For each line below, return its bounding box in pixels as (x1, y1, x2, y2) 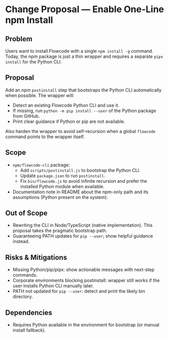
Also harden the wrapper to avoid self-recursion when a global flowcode (5, 128, 156, 134)
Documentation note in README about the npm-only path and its (12, 189, 149, 195)
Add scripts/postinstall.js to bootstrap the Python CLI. (20, 167, 141, 173)
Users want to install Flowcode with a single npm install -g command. (5, 48, 154, 54)
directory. (12, 293, 33, 300)
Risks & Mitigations (5, 253, 67, 262)
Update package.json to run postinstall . (20, 173, 106, 179)
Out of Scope (5, 209, 48, 218)
